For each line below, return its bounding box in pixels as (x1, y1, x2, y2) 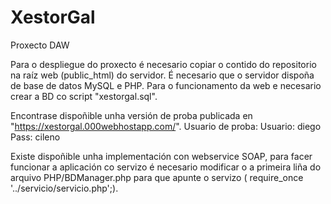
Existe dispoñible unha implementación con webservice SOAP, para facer (10, 150, 313, 162)
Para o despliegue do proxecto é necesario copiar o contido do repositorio (10, 58, 317, 70)
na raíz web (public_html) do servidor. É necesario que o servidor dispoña (10, 69, 315, 81)
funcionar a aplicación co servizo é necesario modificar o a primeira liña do (10, 161, 322, 173)
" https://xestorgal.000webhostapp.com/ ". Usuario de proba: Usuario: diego (10, 120, 322, 132)
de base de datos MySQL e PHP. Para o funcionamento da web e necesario (10, 79, 322, 91)
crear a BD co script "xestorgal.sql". (10, 90, 158, 102)
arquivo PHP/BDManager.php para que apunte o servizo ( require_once (10, 171, 304, 183)
